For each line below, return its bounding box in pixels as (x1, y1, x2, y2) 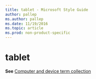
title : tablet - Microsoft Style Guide (5, 7, 88, 12)
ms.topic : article (5, 26, 43, 31)
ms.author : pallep (5, 16, 43, 21)
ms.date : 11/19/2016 (5, 21, 48, 26)
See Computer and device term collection (5, 68, 91, 74)
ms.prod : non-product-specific (5, 30, 70, 35)
